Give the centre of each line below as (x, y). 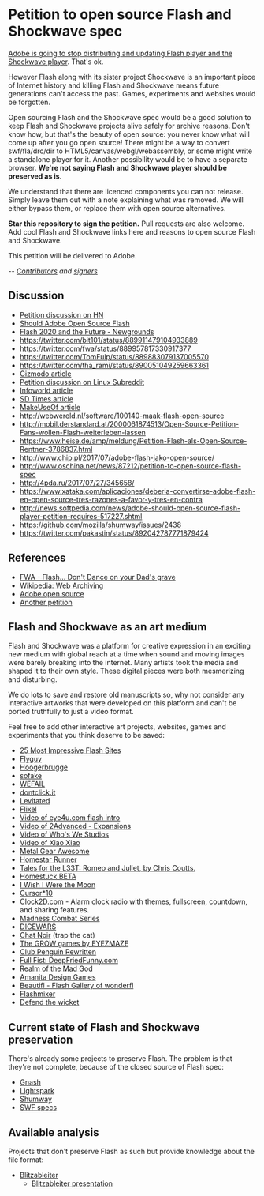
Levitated (35, 801)
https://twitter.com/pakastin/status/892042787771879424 (114, 533)
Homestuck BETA (48, 876)
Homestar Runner (48, 859)
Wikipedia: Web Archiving (61, 585)
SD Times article (46, 399)
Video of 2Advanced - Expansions (75, 826)
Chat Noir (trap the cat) (58, 935)
